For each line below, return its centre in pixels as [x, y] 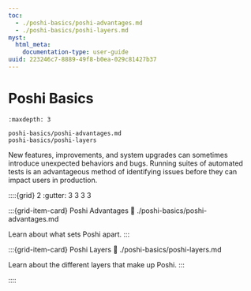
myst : [17, 37]
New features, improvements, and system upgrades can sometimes [118, 155]
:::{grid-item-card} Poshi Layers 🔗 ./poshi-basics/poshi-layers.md [115, 249]
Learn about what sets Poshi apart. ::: [69, 234]
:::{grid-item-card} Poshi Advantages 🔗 [72, 211]
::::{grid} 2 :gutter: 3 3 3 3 [50, 195]
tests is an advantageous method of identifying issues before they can [123, 171]
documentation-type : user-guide [75, 52]
